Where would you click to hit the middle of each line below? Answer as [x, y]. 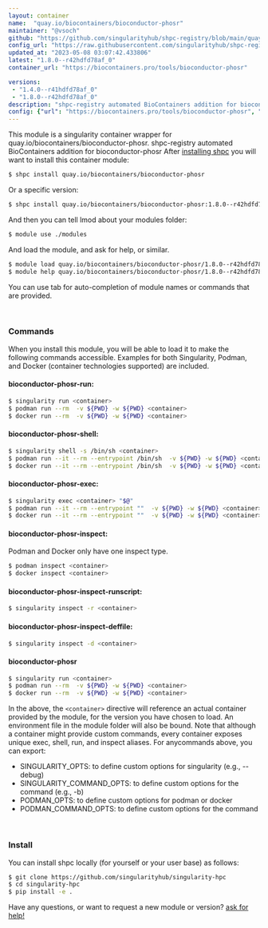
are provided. [30, 295]
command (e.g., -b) [52, 792]
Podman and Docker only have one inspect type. [89, 551]
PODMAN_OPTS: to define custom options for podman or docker [126, 800]
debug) [32, 775]
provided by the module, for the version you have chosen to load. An [121, 717]
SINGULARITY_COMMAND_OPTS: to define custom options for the [129, 783]
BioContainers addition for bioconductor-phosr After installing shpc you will [132, 152]
